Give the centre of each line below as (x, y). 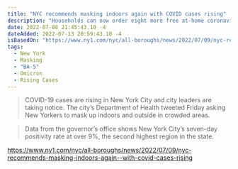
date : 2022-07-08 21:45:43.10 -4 (57, 27)
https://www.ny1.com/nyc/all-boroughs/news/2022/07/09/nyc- (100, 151)
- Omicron (28, 73)
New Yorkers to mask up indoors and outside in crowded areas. (117, 115)
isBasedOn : (23, 40)
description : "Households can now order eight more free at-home (106, 21)
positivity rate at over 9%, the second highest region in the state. (119, 136)
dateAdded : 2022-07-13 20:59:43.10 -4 (64, 34)
